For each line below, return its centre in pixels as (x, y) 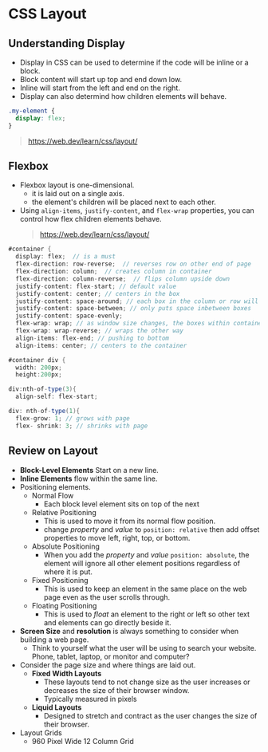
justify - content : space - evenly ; (69, 316)
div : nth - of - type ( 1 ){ (44, 411)
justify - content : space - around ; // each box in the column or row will (137, 301)
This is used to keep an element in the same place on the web (145, 589)
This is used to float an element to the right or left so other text (146, 614)
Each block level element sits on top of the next (121, 504)
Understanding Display (67, 43)
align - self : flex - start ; (57, 397)
